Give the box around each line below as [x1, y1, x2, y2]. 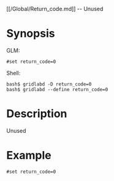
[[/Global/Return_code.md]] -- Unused [6, 6, 104, 12]
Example [6, 149, 51, 163]
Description [6, 107, 67, 121]
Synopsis [6, 27, 55, 40]
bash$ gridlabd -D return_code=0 [6, 81, 92, 87]
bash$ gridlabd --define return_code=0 [6, 86, 108, 92]
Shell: [6, 69, 21, 76]
